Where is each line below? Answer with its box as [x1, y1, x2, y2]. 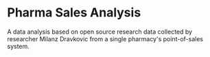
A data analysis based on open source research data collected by [7, 27, 193, 36]
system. [7, 42, 30, 50]
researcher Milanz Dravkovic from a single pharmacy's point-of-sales [7, 34, 204, 43]
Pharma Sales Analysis [7, 5, 141, 21]
